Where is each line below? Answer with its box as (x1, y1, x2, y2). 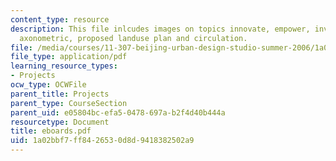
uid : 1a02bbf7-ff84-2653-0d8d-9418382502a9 (10, 136, 195, 146)
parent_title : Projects (10, 89, 110, 99)
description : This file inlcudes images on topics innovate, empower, (10, 24, 311, 34)
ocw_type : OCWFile (10, 80, 87, 90)
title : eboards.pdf (10, 126, 92, 136)
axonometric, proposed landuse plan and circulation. (19, 33, 248, 43)
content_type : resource (10, 14, 110, 25)
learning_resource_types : (10, 61, 118, 71)
